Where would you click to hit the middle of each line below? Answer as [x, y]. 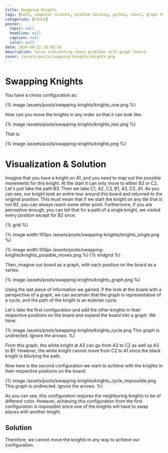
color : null [22, 43]
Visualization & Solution [56, 164]
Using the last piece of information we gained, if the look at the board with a [83, 289]
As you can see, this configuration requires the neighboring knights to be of [83, 396]
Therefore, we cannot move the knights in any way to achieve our [72, 440]
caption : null [24, 38]
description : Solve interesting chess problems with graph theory [76, 52]
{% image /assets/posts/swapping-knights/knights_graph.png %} [73, 280]
